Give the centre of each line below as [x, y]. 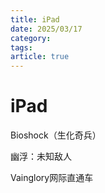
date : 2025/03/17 [46, 29]
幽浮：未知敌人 [41, 157]
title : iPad [35, 19]
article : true [40, 57]
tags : [21, 47]
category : [31, 38]
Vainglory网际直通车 [52, 178]
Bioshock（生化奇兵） [56, 135]
